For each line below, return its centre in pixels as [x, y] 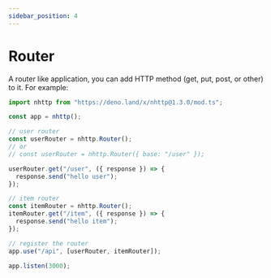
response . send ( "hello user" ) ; [67, 176]
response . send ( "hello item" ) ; [67, 222]
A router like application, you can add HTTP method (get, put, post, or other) [136, 79]
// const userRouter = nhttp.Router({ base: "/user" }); [107, 154]
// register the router [49, 243]
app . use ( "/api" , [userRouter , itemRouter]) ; [85, 251]
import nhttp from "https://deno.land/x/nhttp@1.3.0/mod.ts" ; [116, 102]
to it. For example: [39, 87]
